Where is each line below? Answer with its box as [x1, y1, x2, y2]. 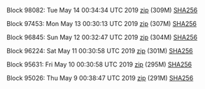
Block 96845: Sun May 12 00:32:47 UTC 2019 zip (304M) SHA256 [6, 33, 197, 41]
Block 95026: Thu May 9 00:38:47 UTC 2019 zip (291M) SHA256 [6, 74, 194, 82]
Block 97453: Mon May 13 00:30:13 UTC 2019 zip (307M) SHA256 [6, 20, 197, 27]
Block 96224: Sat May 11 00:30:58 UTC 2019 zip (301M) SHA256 [6, 47, 193, 55]
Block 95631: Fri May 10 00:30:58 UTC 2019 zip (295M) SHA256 [6, 60, 192, 69]
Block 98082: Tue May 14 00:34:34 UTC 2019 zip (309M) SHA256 [6, 6, 198, 14]
